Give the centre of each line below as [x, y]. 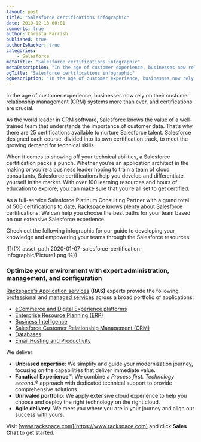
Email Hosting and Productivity [53, 341]
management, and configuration [54, 278]
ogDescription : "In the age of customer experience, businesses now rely [100, 78]
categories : [21, 51]
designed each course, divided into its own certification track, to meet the [97, 139]
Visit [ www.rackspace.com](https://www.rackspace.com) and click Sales [97, 426]
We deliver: [20, 352]
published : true [26, 39]
